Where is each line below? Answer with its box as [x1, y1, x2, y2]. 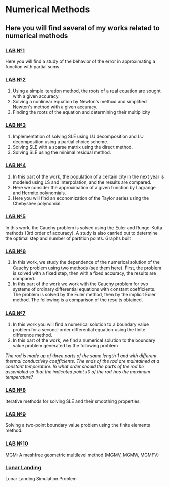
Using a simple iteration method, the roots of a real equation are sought [12, 87, 161, 94]
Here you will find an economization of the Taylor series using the [12, 195, 149, 201]
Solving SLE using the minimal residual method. [12, 149, 111, 155]
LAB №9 [5, 411, 26, 418]
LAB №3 [5, 122, 26, 129]
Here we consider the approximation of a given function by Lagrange [12, 184, 156, 190]
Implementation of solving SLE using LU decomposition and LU [12, 133, 144, 140]
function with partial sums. [5, 63, 61, 69]
